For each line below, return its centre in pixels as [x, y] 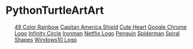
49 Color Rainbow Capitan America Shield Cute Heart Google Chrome [100, 27]
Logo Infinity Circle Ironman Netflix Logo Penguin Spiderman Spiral [97, 33]
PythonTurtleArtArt [55, 10]
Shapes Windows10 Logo [46, 39]
